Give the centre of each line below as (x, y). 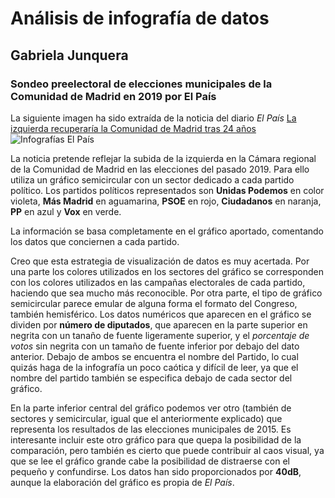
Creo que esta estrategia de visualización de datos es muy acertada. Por (160, 261)
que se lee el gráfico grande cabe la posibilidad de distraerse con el (150, 461)
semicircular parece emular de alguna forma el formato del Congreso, (154, 303)
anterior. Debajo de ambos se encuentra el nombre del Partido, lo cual (154, 356)
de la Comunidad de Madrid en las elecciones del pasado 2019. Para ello (160, 169)
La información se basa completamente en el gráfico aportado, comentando (167, 231)
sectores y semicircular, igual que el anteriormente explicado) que (146, 418)
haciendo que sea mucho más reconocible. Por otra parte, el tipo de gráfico (166, 293)
